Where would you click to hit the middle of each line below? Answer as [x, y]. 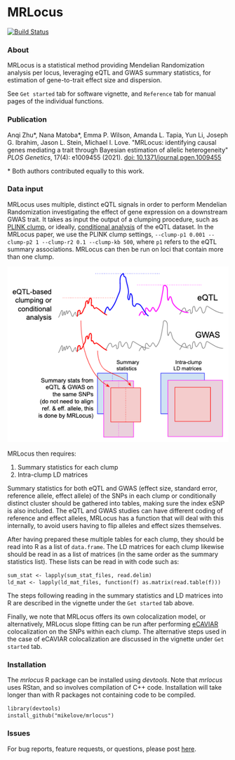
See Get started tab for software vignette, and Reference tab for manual [112, 94]
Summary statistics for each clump [68, 467]
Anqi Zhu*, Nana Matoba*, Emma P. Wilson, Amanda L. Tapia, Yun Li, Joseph [118, 135]
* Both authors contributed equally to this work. [76, 171]
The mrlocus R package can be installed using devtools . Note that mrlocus [115, 680]
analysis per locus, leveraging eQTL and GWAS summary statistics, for [109, 73]
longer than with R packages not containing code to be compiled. [102, 695]
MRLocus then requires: [42, 453]
